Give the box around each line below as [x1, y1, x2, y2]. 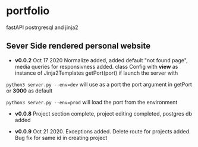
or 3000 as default [6, 87, 53, 94]
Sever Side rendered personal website [6, 41, 151, 51]
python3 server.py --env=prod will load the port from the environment [6, 98, 178, 106]
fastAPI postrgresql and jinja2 [6, 24, 78, 31]
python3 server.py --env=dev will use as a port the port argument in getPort [6, 81, 192, 88]
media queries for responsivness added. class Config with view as [14, 63, 178, 70]
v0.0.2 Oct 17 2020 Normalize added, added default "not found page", [14, 56, 188, 63]
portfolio [6, 4, 50, 18]
